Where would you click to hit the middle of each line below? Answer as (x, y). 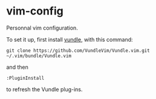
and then (17, 67)
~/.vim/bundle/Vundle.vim (39, 56)
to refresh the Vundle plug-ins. (44, 89)
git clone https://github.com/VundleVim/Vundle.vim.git (78, 50)
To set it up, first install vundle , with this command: (70, 39)
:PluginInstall (25, 78)
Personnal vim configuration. (42, 28)
